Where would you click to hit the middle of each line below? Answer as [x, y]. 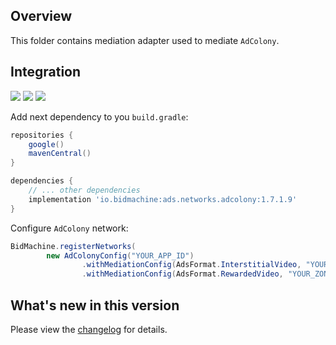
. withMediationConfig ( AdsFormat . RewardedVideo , [182, 274]
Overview [41, 16]
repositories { [42, 135]
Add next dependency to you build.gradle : [99, 116]
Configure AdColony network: [69, 228]
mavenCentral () [60, 154]
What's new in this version [95, 305]
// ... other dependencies [84, 190]
